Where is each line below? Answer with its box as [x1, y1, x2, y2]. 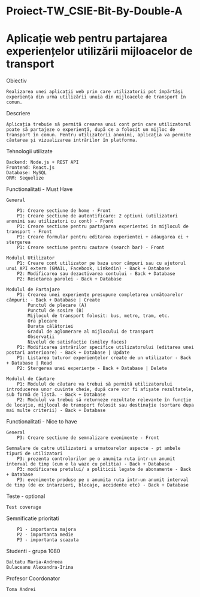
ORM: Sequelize [6, 175, 44, 181]
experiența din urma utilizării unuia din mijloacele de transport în [6, 94, 186, 100]
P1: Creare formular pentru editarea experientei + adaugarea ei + [17, 234, 189, 240]
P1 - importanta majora [17, 527, 77, 533]
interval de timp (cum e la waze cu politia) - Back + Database [6, 461, 170, 467]
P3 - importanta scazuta [17, 537, 79, 543]
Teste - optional [6, 492, 46, 500]
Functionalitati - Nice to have [6, 418, 77, 425]
